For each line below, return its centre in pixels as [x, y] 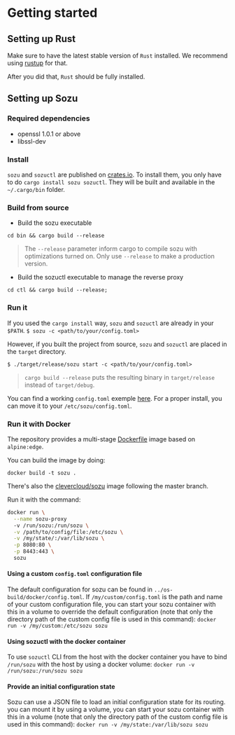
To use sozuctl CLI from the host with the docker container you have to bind [117, 657]
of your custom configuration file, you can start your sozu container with [112, 605]
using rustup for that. [37, 63]
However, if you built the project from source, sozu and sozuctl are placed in [117, 344]
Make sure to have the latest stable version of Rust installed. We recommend [117, 55]
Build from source [38, 207]
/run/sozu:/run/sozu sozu [45, 671]
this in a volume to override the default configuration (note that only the [110, 612]
